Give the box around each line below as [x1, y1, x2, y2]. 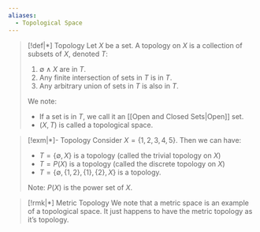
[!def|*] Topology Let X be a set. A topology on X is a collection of [27, 40, 243, 50]
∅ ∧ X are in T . [39, 64, 87, 73]
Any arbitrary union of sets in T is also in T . [39, 80, 179, 91]
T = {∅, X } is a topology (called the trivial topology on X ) [39, 151, 221, 160]
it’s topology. [27, 215, 69, 224]
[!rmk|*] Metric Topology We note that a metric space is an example [27, 198, 250, 208]
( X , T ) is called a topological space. [39, 120, 154, 129]
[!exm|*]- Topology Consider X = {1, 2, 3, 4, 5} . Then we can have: [27, 135, 242, 144]
